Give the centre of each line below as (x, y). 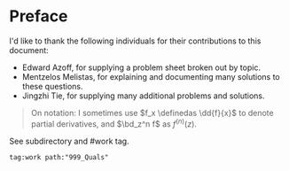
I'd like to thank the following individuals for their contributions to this (135, 41)
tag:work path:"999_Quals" (59, 157)
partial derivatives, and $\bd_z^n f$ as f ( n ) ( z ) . (114, 123)
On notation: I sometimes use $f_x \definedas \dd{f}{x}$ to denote (152, 113)
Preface (39, 16)
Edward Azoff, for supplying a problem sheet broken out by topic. (141, 67)
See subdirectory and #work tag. (70, 141)
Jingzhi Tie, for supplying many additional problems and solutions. (143, 96)
